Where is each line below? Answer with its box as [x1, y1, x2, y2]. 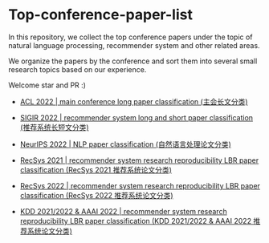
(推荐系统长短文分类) [19, 122, 90, 132]
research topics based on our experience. [8, 64, 147, 74]
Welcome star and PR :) [8, 80, 87, 90]
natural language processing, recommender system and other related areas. [8, 40, 260, 50]
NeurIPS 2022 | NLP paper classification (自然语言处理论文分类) [19, 139, 231, 149]
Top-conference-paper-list [8, 6, 193, 24]
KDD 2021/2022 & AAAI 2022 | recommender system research [19, 206, 227, 216]
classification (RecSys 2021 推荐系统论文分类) [19, 164, 173, 174]
